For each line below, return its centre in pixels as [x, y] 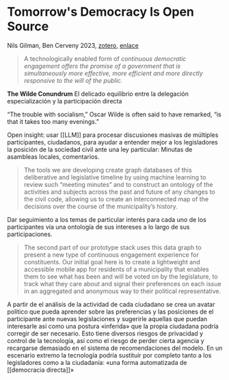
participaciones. [30, 234]
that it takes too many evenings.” [53, 121]
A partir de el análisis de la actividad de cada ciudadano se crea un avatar [111, 304]
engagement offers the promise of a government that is [102, 66]
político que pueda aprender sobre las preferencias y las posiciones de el [110, 312]
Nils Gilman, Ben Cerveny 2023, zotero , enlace [73, 45]
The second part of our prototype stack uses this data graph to [112, 247]
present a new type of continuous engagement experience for [111, 255]
